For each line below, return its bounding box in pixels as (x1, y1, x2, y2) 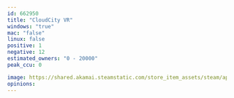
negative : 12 (7, 49, 45, 56)
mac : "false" (7, 29, 45, 37)
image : (7, 74, 26, 81)
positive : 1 (7, 42, 42, 49)
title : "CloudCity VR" (7, 17, 73, 23)
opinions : (7, 80, 36, 87)
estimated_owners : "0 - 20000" (7, 55, 98, 62)
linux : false (7, 36, 45, 43)
